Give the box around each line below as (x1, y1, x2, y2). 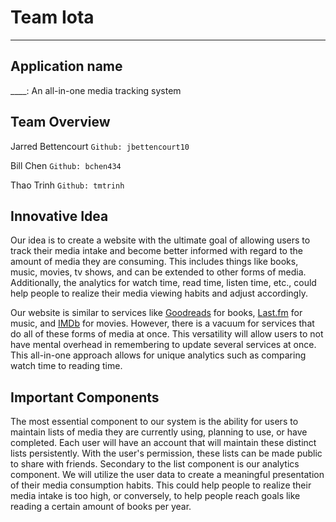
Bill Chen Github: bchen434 (10, 159, 122, 171)
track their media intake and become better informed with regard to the (10, 245, 303, 257)
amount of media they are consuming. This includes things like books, (10, 256, 299, 268)
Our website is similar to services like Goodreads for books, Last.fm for (10, 307, 303, 319)
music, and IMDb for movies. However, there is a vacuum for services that (10, 317, 315, 330)
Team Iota (10, 6, 95, 29)
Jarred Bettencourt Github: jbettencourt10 (10, 140, 190, 152)
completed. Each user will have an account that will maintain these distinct (10, 437, 317, 449)
